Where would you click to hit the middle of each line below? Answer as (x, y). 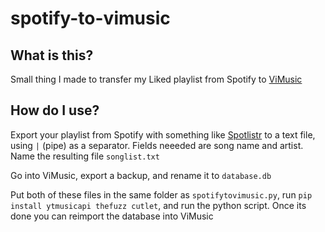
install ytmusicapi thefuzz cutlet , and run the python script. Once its (158, 205)
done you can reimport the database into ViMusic (112, 216)
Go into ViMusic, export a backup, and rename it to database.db (141, 175)
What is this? (52, 55)
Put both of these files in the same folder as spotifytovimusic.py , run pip (161, 194)
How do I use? (55, 110)
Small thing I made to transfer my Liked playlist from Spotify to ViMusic (156, 79)
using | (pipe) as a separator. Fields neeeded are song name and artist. (157, 145)
